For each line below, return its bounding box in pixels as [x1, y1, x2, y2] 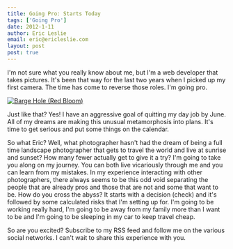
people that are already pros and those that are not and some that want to [7, 183, 219, 191]
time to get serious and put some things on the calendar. [7, 125, 169, 133]
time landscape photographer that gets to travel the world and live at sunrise [7, 146, 227, 154]
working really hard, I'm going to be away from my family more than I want [7, 205, 220, 213]
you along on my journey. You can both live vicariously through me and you [7, 160, 223, 169]
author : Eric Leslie [7, 29, 67, 37]
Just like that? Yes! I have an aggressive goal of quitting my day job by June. [7, 110, 226, 119]
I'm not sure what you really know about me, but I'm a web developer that [7, 68, 218, 77]
